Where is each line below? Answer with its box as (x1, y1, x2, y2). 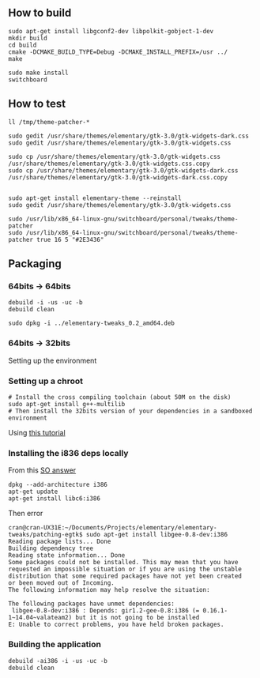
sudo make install (8, 69, 69, 77)
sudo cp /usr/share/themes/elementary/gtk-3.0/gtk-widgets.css (8, 153, 221, 160)
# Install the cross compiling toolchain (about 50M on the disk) (8, 393, 232, 401)
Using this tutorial (8, 428, 66, 437)
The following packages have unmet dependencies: (8, 600, 175, 608)
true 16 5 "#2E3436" (36, 235, 104, 243)
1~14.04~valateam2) (8, 614, 73, 622)
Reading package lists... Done (8, 537, 111, 546)
